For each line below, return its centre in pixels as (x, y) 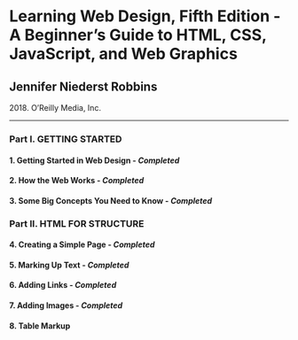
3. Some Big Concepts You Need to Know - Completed (111, 200)
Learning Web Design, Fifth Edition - (145, 16)
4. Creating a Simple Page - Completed (82, 244)
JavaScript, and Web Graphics (123, 54)
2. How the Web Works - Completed (77, 181)
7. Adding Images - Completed (66, 305)
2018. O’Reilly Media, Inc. (55, 108)
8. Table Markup (40, 326)
